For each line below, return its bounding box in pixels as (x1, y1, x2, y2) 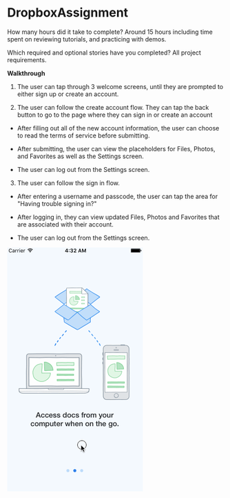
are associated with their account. (17, 220, 114, 229)
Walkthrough (7, 69, 45, 77)
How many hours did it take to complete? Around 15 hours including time (7, 28, 213, 36)
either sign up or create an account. (17, 90, 119, 98)
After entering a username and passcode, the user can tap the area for (17, 192, 218, 200)
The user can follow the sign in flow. (17, 178, 121, 187)
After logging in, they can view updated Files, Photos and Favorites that (17, 213, 220, 221)
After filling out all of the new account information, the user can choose (17, 124, 220, 132)
